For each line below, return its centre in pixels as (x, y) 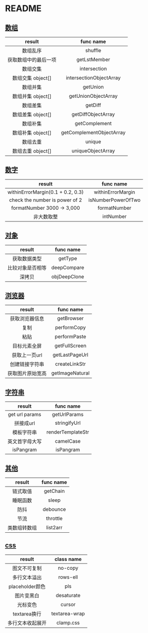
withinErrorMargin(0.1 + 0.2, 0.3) (46, 192)
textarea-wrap (68, 614)
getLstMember (93, 60)
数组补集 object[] (32, 133)
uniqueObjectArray (93, 151)
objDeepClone (68, 276)
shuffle (93, 50)
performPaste (71, 337)
